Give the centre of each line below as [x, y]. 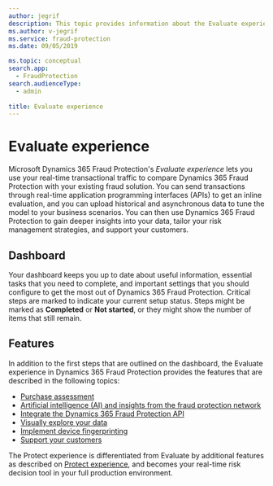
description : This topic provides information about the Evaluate [123, 24]
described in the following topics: [64, 380]
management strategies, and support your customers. [99, 230]
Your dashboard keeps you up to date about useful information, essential [130, 275]
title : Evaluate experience [56, 107]
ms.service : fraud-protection [60, 39]
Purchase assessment [57, 396]
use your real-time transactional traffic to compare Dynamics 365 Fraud [129, 178]
